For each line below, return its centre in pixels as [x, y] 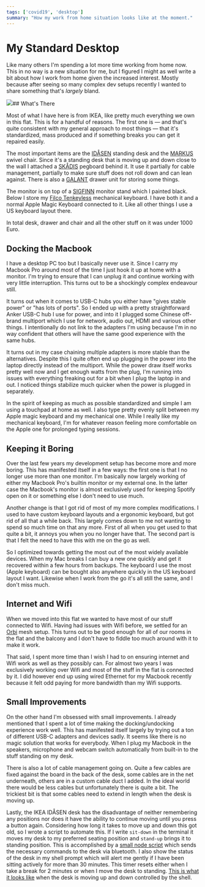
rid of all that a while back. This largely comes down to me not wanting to [99, 521]
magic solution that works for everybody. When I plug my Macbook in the [99, 743]
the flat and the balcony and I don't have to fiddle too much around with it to [102, 638]
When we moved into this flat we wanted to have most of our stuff [89, 619]
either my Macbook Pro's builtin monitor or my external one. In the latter [97, 483]
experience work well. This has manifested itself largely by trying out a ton [100, 729]
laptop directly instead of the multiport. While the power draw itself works [99, 365]
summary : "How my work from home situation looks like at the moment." [99, 18]
